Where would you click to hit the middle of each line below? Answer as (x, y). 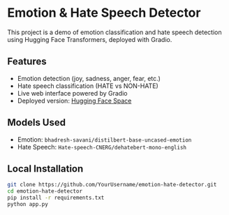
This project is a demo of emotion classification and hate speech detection (114, 32)
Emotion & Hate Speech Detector (104, 13)
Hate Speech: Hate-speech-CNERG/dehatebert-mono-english (102, 147)
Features (27, 62)
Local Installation (45, 169)
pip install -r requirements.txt (56, 198)
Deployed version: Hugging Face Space (74, 101)
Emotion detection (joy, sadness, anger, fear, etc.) (89, 78)
